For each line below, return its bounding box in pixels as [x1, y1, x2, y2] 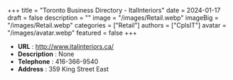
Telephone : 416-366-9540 [17, 57, 99, 66]
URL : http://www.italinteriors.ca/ [17, 42, 114, 50]
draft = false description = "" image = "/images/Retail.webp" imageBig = [7, 13, 219, 22]
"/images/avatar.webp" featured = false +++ [7, 28, 137, 37]
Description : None [17, 50, 75, 58]
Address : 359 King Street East [17, 65, 109, 73]
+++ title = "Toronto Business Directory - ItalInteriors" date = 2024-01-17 [7, 6, 221, 14]
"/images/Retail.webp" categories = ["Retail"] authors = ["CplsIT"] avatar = [7, 21, 227, 29]
